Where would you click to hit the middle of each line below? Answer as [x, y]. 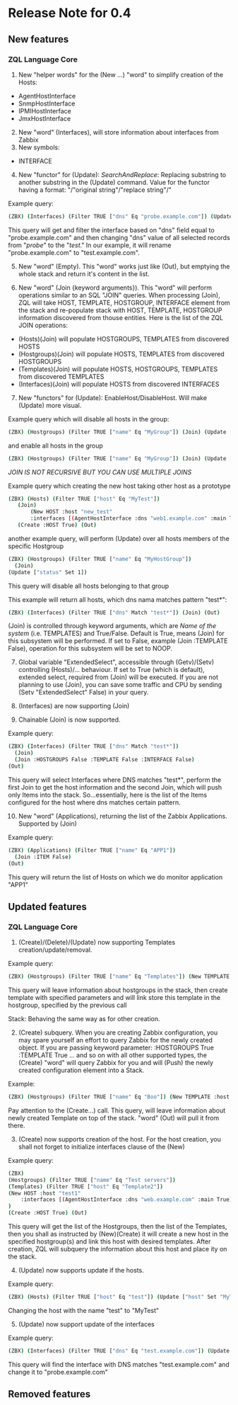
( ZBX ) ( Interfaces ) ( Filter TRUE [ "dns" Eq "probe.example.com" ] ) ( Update [120, 216]
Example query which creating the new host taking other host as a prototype [119, 486]
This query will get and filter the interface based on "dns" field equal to [111, 230]
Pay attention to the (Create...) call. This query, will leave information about [117, 1110]
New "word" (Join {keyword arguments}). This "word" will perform [115, 288]
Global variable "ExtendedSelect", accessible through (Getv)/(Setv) [116, 662]
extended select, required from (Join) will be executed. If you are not [118, 677]
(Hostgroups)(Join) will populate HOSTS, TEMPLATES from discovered [121, 354]
